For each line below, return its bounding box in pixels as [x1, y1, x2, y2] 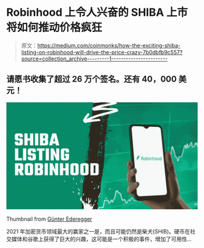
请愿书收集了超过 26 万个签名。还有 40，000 [6, 74, 177, 85]
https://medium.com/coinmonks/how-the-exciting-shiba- [37, 42, 181, 49]
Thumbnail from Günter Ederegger [6, 215, 92, 223]
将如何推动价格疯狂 [6, 21, 103, 34]
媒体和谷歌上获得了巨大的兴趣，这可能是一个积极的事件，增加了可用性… [11, 235, 192, 243]
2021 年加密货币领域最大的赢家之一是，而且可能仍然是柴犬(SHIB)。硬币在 [6, 228, 191, 235]
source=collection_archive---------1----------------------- [21, 55, 168, 62]
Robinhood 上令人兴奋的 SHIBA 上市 [6, 5, 188, 19]
